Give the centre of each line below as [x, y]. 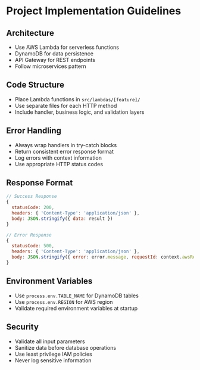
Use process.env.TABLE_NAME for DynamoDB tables [76, 296]
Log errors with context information [58, 158]
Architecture [30, 33]
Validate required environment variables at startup [76, 308]
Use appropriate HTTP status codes [59, 164]
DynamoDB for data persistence [54, 54]
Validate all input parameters [50, 341]
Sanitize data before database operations [65, 347]
